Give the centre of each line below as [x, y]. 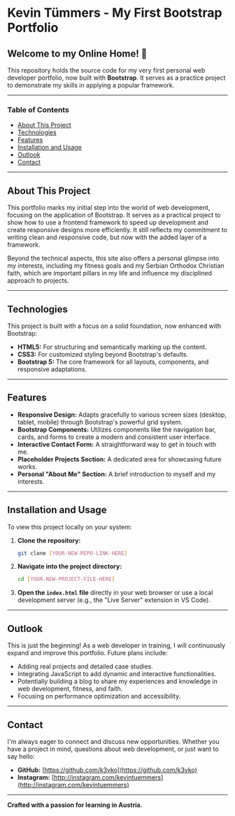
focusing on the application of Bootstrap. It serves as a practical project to [114, 215]
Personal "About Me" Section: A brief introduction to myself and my [116, 474]
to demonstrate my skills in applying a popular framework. [91, 85]
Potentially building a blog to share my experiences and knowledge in [117, 681]
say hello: [21, 756]
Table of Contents [38, 110]
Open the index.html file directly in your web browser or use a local [115, 593]
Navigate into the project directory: [70, 566]
